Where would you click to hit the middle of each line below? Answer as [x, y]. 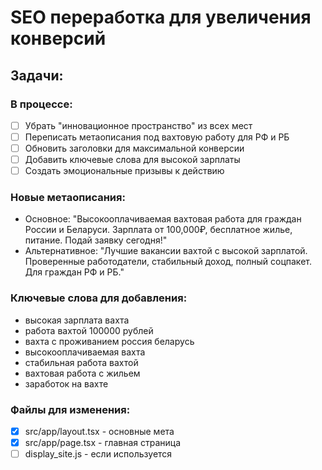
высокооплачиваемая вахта [85, 352]
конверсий [58, 38]
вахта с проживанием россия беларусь [109, 341]
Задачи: [37, 75]
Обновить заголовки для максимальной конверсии [134, 148]
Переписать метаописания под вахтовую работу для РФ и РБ [157, 137]
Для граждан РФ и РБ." [74, 272]
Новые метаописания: [68, 198]
